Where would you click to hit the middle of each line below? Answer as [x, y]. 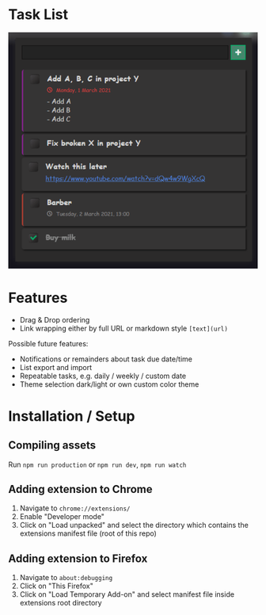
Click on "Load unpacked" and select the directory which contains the [134, 525]
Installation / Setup [72, 416]
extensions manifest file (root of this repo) [88, 533]
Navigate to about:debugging [66, 578]
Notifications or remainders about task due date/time [106, 359]
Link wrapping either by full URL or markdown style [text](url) [123, 328]
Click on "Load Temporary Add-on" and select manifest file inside [127, 594]
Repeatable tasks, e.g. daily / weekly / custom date [103, 376]
